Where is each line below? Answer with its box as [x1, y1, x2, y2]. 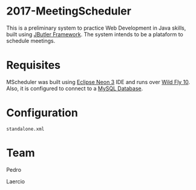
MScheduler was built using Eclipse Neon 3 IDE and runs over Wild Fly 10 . [6, 78, 191, 85]
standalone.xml [6, 126, 45, 132]
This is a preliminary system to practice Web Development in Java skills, [6, 24, 186, 31]
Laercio [6, 177, 25, 185]
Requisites [6, 59, 61, 72]
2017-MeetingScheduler [6, 4, 132, 18]
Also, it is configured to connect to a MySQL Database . [6, 85, 143, 92]
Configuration [6, 106, 79, 120]
